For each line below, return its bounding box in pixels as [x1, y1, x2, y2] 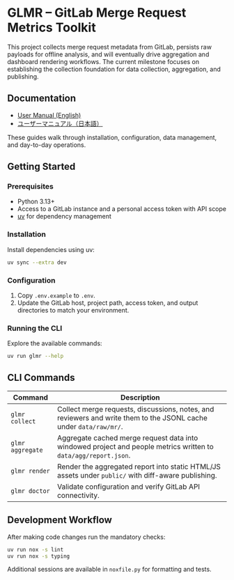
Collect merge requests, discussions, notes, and [56, 404, 214, 414]
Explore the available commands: [7, 339, 102, 347]
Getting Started [7, 161, 76, 173]
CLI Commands [7, 372, 75, 384]
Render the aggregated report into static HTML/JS [56, 462, 221, 471]
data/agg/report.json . [56, 450, 131, 460]
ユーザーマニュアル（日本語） [17, 119, 103, 127]
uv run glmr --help [7, 353, 64, 360]
